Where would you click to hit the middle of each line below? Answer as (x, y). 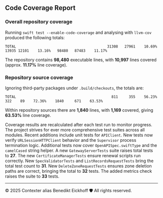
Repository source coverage (39, 77)
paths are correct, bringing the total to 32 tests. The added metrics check (79, 171)
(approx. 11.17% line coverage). (36, 65)
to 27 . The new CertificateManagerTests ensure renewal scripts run (73, 155)
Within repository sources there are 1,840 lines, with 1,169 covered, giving (79, 110)
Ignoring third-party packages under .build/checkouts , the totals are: (74, 88)
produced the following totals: (35, 37)
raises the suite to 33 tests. (32, 176)
